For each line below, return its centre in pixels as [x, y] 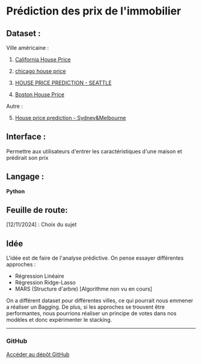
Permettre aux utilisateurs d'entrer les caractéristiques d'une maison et [94, 151]
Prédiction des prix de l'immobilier [94, 11]
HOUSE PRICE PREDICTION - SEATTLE [63, 83]
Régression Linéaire [39, 276]
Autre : [14, 106]
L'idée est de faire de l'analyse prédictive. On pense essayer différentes [95, 258]
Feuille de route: [37, 210]
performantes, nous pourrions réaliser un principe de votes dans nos [91, 313]
